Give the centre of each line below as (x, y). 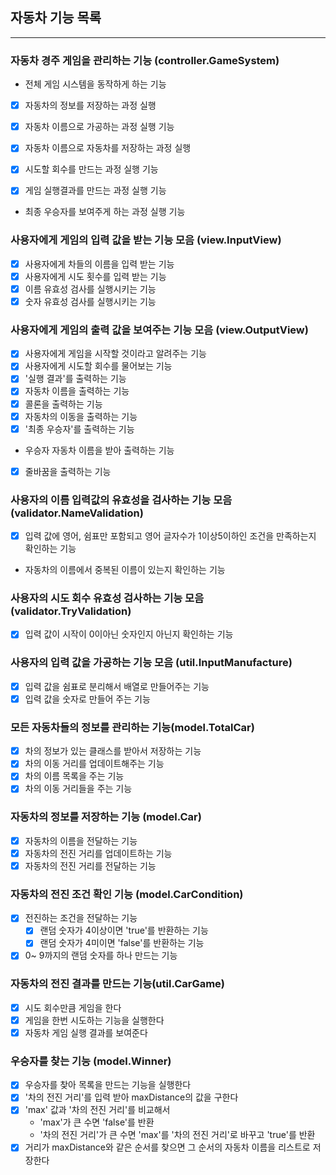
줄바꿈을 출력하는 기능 (68, 471)
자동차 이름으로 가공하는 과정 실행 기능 (99, 127)
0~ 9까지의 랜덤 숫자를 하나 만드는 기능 (101, 955)
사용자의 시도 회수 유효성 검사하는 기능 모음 (107, 598)
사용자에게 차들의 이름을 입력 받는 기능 (99, 264)
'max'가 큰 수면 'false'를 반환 (97, 1122)
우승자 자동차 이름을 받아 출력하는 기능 (99, 450)
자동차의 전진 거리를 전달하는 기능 (90, 865)
